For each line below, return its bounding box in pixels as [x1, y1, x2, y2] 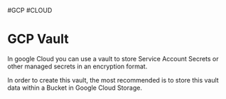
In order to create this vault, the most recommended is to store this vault [7, 75, 219, 84]
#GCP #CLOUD [7, 6, 53, 14]
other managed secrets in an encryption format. [7, 62, 148, 71]
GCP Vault [7, 31, 69, 47]
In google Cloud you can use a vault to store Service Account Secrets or [7, 54, 219, 63]
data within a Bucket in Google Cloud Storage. [7, 83, 142, 92]
